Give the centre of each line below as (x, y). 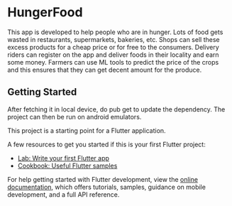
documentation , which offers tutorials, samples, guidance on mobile (106, 187)
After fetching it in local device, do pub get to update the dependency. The (116, 109)
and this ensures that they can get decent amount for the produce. (105, 70)
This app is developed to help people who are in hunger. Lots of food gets (115, 32)
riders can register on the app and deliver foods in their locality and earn (113, 55)
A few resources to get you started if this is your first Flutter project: (106, 144)
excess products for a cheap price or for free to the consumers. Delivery (114, 47)
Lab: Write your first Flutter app (63, 158)
